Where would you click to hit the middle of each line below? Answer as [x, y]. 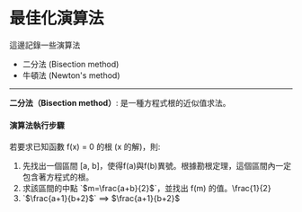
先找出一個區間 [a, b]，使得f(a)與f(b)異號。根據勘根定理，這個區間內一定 [157, 166]
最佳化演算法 [57, 18]
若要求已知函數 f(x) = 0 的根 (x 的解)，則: [85, 147]
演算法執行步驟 [37, 125]
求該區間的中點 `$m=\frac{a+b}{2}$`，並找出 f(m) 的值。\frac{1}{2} [147, 189]
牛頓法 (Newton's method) [71, 75]
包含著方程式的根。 [58, 177]
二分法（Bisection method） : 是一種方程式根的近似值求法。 [120, 102]
